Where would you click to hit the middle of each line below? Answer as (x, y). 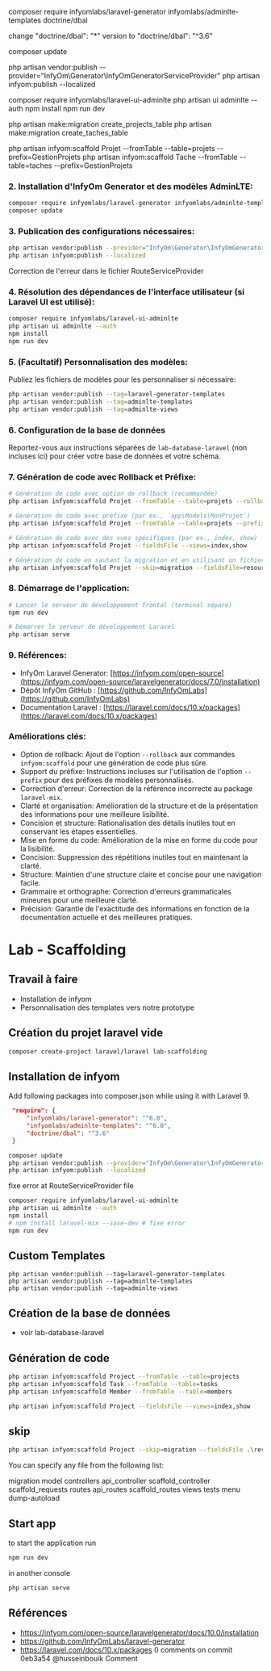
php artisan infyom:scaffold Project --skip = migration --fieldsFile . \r (133, 1450)
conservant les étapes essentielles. (79, 831)
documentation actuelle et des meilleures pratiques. (106, 917)
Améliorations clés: (47, 736)
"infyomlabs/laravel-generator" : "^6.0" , (97, 1118)
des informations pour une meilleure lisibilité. (94, 814)
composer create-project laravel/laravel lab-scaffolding (108, 1051)
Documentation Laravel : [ (63, 707)
